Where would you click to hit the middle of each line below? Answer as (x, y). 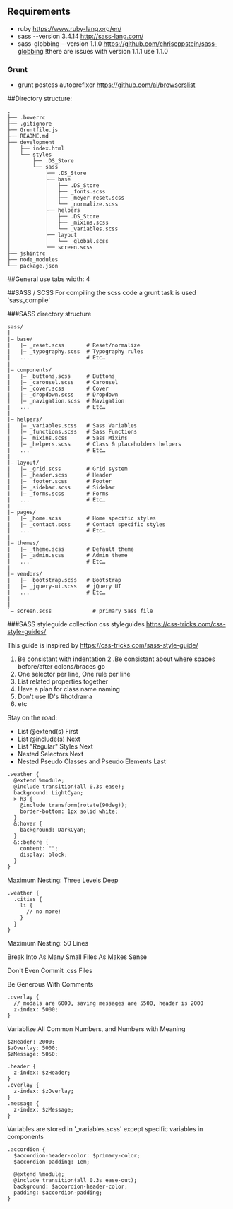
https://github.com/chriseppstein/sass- (160, 43)
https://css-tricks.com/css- (186, 624)
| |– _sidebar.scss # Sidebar (61, 488)
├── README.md (28, 136)
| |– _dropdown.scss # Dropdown (63, 395)
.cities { (28, 900)
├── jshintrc (26, 254)
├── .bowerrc (26, 118)
